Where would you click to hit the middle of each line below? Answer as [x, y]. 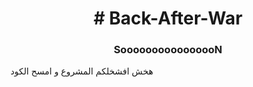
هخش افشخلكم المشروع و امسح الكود [82, 71]
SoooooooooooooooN [168, 50]
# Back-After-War [168, 18]
